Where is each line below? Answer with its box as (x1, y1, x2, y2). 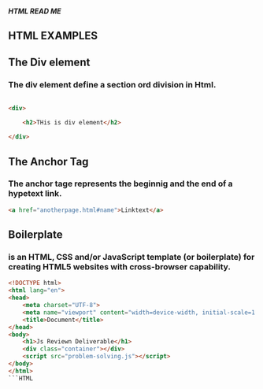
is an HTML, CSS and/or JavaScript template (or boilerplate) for (8, 252, 255, 263)
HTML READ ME (8, 6, 61, 16)
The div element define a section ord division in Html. (8, 80, 217, 91)
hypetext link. (8, 188, 62, 199)
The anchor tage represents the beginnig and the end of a (8, 178, 234, 189)
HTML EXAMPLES (8, 28, 98, 43)
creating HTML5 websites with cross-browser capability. (8, 261, 231, 272)
